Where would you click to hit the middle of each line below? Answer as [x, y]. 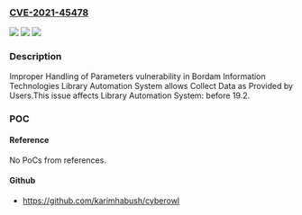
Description [36, 57]
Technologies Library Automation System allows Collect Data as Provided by [151, 85]
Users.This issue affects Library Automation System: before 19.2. [130, 95]
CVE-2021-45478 [49, 13]
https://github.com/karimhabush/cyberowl [101, 201]
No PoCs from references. [58, 160]
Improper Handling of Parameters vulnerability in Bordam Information [137, 76]
